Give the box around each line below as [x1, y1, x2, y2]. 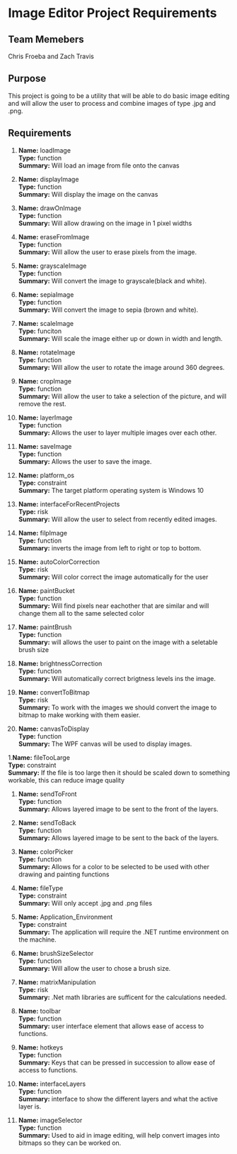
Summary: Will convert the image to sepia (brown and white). [18, 305, 199, 314]
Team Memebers [8, 33, 84, 45]
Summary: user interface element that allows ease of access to [18, 1021, 204, 1030]
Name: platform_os [18, 471, 75, 479]
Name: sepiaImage [18, 290, 74, 299]
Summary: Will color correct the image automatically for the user [18, 572, 209, 581]
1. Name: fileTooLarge [8, 753, 70, 761]
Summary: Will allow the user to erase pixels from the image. [18, 247, 197, 256]
